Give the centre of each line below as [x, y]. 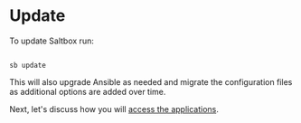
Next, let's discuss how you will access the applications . [114, 109]
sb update [28, 65]
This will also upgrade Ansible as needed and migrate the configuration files [151, 81]
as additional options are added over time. [88, 91]
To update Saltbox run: [52, 41]
